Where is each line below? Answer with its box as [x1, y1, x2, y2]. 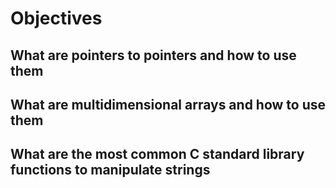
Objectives [10, 7, 103, 30]
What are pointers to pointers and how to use [10, 47, 297, 64]
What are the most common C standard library [10, 146, 305, 163]
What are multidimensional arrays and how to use [10, 96, 327, 113]
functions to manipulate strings [10, 162, 211, 179]
